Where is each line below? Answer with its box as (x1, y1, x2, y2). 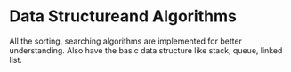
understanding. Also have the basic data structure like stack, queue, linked (9, 44, 283, 55)
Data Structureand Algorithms (9, 6, 238, 27)
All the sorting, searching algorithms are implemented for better (9, 36, 243, 46)
